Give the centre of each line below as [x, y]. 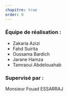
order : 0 [14, 15]
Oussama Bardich [31, 54]
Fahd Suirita [25, 49]
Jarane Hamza [28, 59]
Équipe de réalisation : [33, 32]
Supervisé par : [25, 78]
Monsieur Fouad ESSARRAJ [34, 89]
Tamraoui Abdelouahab [37, 65]
